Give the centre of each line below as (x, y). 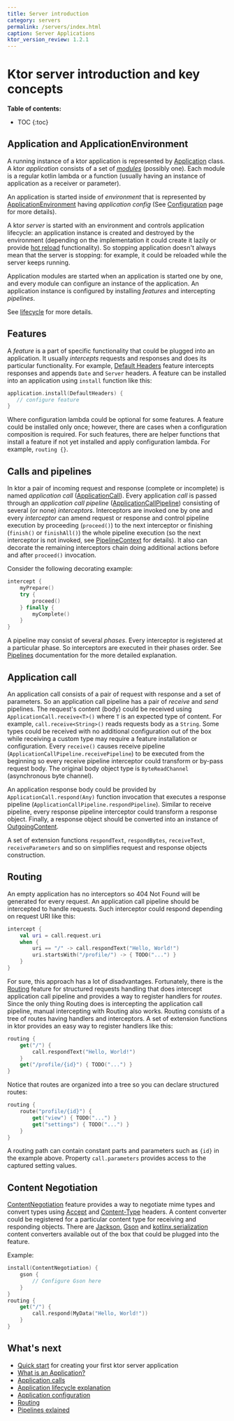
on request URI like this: (41, 916)
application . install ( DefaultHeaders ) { (65, 393)
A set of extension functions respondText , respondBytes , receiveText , (106, 840)
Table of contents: (34, 108)
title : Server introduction (48, 14)
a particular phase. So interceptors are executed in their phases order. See (114, 648)
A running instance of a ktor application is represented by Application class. (116, 161)
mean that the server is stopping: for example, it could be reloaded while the (117, 255)
